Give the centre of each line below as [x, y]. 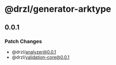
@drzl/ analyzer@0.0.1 [34, 52]
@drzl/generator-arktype [58, 9]
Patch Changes [23, 41]
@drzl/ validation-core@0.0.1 [40, 57]
